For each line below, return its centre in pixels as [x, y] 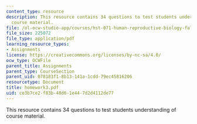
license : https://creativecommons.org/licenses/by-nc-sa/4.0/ [84, 55]
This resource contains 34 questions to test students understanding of [91, 109]
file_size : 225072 [28, 33]
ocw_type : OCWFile [28, 60]
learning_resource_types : [38, 44]
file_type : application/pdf [40, 39]
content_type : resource [35, 11]
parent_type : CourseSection [40, 71]
